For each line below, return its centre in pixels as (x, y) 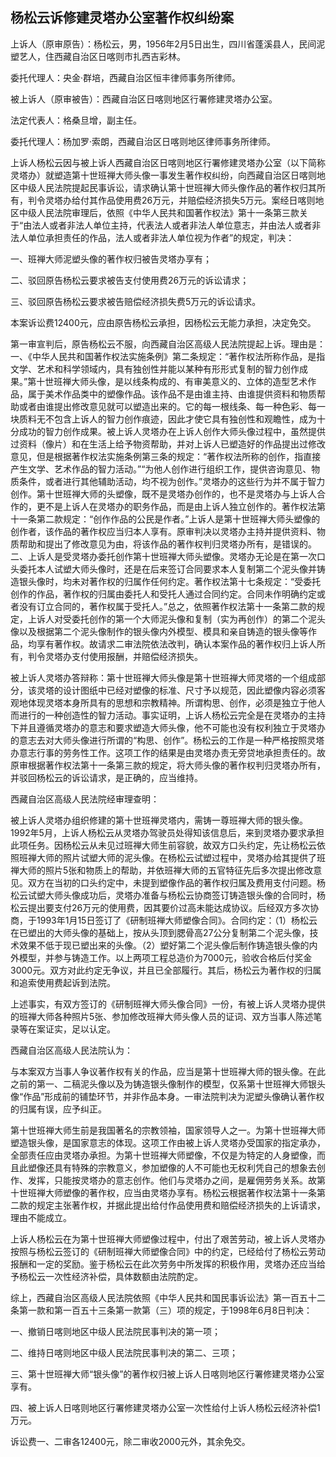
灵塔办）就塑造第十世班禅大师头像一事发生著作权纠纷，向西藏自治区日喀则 (163, 175)
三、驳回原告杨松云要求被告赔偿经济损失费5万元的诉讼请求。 (136, 301)
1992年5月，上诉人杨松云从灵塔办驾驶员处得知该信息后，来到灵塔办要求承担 (167, 832)
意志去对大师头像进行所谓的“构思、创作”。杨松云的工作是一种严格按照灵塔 (171, 740)
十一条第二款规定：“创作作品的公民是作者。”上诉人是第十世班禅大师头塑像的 (165, 519)
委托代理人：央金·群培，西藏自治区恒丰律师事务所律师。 (126, 77)
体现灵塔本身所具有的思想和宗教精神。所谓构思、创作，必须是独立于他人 (176, 702)
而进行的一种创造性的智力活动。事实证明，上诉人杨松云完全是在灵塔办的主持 (168, 715)
